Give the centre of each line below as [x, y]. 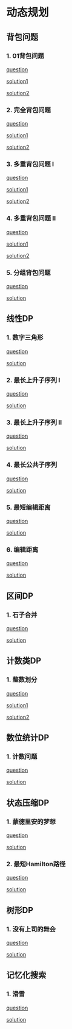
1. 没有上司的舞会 [31, 929]
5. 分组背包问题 [28, 272]
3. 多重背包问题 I [30, 164]
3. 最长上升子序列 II [34, 422]
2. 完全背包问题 [29, 110]
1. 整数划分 [22, 680]
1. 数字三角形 [25, 338]
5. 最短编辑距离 [28, 507]
